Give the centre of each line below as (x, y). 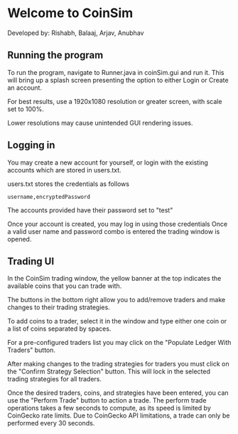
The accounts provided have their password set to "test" (90, 210)
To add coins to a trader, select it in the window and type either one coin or (117, 321)
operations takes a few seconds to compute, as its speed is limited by (109, 408)
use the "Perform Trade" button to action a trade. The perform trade (107, 401)
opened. (20, 239)
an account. (25, 88)
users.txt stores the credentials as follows (69, 184)
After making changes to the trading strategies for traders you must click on (118, 364)
